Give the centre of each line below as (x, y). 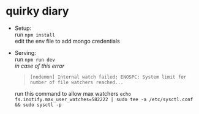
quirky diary (37, 11)
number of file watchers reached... (77, 82)
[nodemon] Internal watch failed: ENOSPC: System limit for (108, 77)
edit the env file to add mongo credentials (67, 41)
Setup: (23, 28)
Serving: (25, 52)
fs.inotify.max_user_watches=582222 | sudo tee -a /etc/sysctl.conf (104, 99)
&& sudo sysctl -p (38, 105)
